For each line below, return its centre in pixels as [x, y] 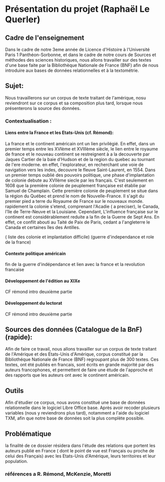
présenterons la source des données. [43, 108]
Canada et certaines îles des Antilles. [43, 227]
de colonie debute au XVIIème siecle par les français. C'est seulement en [79, 180]
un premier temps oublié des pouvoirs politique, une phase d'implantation [80, 175]
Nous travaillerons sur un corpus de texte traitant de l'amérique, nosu [76, 97]
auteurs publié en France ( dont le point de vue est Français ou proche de [80, 450]
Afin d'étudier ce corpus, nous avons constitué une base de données [75, 403]
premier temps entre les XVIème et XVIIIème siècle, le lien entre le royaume [82, 149]
